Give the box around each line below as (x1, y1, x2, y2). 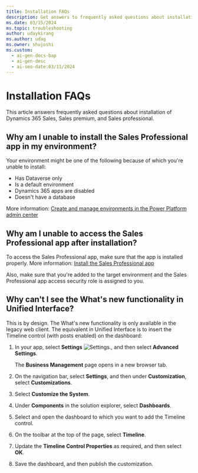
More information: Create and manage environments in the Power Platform (6, 205, 187, 212)
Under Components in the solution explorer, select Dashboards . (14, 401, 172, 409)
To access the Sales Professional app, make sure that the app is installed (6, 253, 183, 260)
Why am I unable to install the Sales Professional (6, 132, 189, 142)
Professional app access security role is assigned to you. (6, 277, 144, 284)
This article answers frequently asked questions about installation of (6, 109, 172, 116)
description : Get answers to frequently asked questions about (6, 14, 165, 20)
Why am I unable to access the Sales (6, 228, 143, 238)
